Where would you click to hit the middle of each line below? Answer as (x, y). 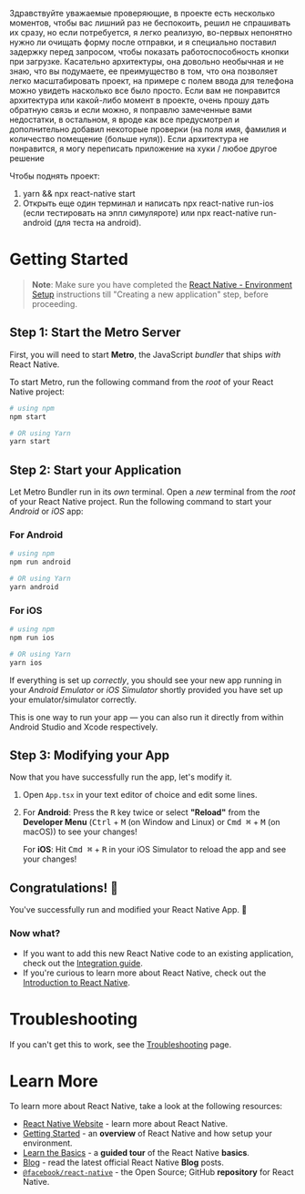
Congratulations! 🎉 (64, 888)
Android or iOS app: (46, 511)
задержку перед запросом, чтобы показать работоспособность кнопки (149, 52)
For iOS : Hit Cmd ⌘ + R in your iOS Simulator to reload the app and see (154, 850)
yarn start (30, 442)
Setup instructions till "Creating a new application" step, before (150, 294)
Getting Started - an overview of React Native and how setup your (147, 1134)
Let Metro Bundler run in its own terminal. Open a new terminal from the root (152, 492)
